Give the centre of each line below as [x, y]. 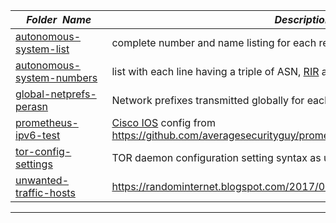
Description [303, 19]
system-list [42, 49]
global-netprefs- [56, 94]
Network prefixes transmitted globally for [208, 100]
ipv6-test [38, 135]
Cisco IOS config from [163, 122]
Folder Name [59, 19]
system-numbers [56, 77]
